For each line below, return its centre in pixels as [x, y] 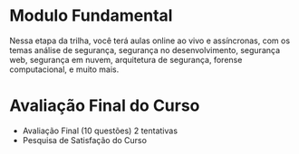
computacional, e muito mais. [64, 69]
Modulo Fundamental [91, 16]
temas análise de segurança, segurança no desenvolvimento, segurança [145, 50]
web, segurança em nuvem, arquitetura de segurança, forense [126, 59]
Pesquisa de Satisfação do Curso [85, 140]
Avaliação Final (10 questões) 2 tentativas [100, 131]
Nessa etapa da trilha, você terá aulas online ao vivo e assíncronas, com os [150, 41]
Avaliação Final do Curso [105, 106]
